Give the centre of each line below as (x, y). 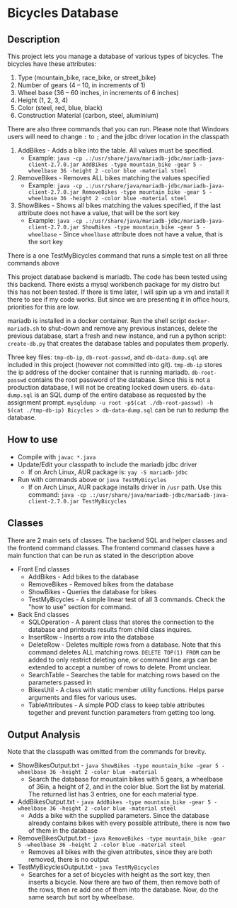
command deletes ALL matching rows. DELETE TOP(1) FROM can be (124, 652)
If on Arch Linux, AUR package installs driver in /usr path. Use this (125, 487)
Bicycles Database (63, 13)
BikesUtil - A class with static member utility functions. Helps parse (126, 689)
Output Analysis (44, 735)
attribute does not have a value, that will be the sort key (98, 213)
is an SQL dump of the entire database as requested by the (120, 395)
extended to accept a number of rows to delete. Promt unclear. (120, 667)
